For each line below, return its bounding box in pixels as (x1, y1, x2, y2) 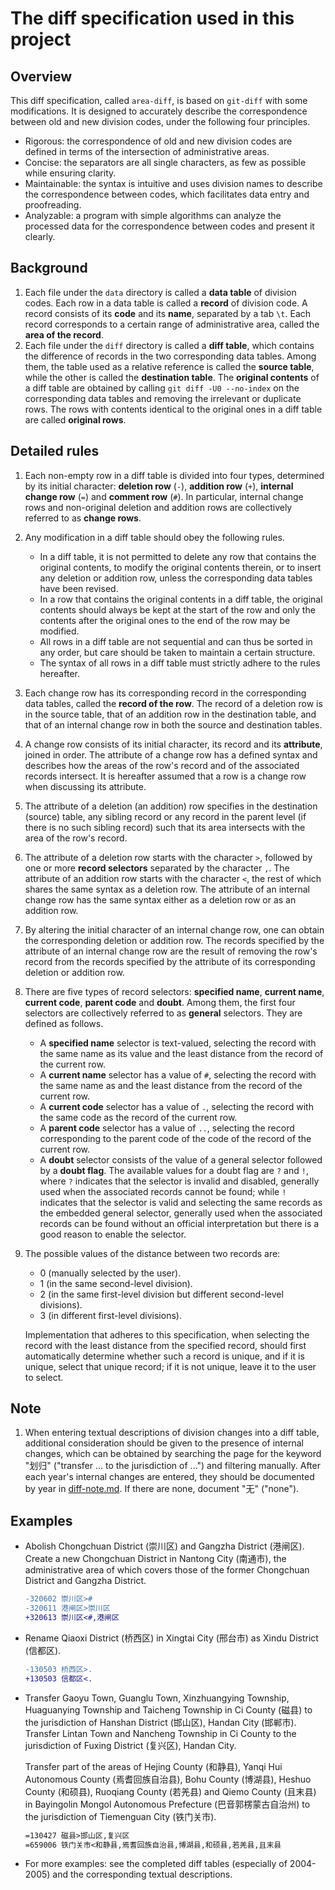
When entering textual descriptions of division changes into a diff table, (24, 1427, 320, 1439)
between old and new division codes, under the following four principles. (10, 116, 311, 127)
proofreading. (24, 199, 82, 211)
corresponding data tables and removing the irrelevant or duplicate (24, 392, 302, 404)
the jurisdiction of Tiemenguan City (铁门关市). (24, 1810, 217, 1822)
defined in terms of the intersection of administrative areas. (24, 146, 270, 157)
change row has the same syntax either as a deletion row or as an (24, 893, 297, 906)
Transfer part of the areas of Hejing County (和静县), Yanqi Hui (24, 1760, 283, 1772)
